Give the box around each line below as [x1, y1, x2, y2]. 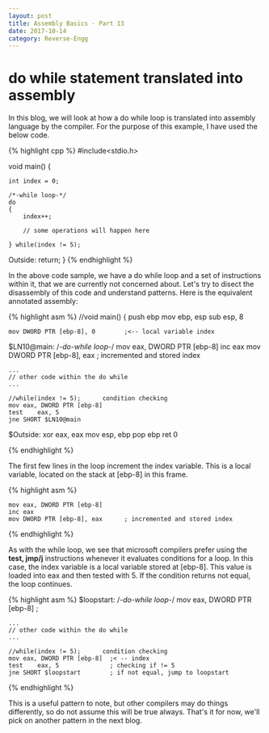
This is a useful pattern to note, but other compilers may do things [8, 698, 229, 708]
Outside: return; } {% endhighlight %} [8, 255, 133, 265]
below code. [8, 130, 50, 140]
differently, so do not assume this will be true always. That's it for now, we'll [8, 707, 260, 717]
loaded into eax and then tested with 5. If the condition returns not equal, [8, 571, 251, 580]
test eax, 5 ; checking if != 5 [8, 662, 175, 670]
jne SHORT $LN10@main [8, 415, 82, 424]
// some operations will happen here [23, 227, 150, 235]
